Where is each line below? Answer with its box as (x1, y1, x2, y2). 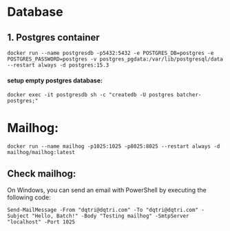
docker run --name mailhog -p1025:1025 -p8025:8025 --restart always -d (7, 143, 220, 150)
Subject (7, 212, 30, 219)
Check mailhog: (7, 168, 76, 179)
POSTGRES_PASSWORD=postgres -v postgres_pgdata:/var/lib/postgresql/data (7, 56, 224, 63)
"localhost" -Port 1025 (7, 218, 76, 225)
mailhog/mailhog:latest (7, 149, 76, 156)
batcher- (176, 91, 202, 98)
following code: (7, 193, 51, 201)
